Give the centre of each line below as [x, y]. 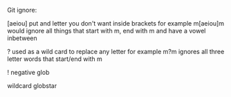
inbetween [22, 38]
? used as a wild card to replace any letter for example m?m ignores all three [116, 52]
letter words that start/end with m [55, 59]
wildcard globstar [32, 86]
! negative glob [28, 72]
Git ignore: [22, 10]
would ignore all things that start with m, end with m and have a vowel [107, 31]
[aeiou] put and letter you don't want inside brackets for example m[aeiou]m [116, 23]
